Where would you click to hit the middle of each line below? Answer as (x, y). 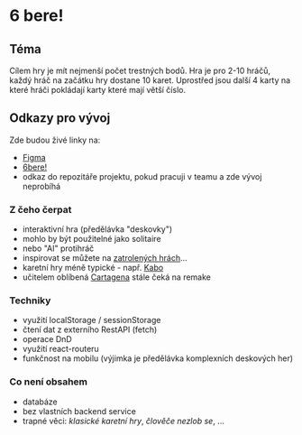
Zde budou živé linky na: (55, 140)
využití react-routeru (60, 349)
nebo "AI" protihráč (58, 248)
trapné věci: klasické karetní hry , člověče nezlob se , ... (124, 421)
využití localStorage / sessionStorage (92, 320)
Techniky (30, 301)
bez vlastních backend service (79, 411)
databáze (40, 402)
